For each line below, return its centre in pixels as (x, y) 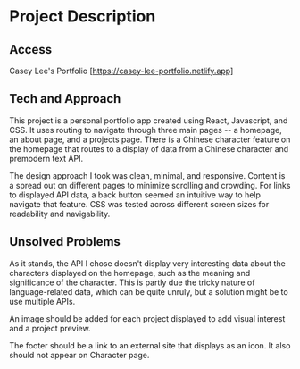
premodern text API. (46, 158)
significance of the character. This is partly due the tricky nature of (132, 282)
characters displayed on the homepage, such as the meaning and (130, 273)
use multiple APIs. (42, 301)
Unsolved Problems (65, 242)
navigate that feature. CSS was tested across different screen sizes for (139, 204)
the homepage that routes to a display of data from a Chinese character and (149, 148)
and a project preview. (50, 328)
